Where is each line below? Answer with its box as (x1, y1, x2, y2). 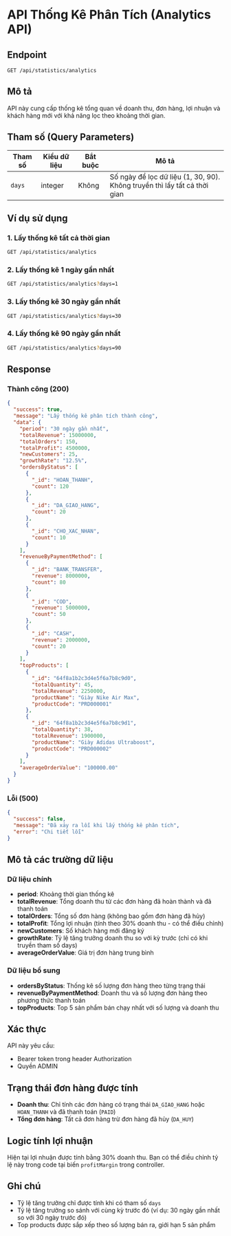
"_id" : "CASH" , (32, 630, 76, 637)
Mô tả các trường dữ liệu (7, 853, 113, 865)
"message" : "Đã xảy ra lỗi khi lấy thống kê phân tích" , (13, 822, 180, 829)
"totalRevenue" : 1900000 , (32, 732, 107, 739)
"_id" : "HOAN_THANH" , (32, 476, 94, 483)
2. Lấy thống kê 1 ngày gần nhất (7, 265, 115, 275)
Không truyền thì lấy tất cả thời (109, 180, 208, 190)
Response (7, 363, 52, 375)
